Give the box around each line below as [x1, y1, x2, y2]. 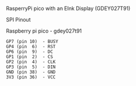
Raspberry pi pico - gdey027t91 [6, 27, 83, 34]
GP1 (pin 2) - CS [6, 54, 53, 60]
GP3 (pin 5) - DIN [6, 64, 56, 70]
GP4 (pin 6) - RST [6, 44, 56, 49]
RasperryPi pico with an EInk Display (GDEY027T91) [6, 5, 131, 12]
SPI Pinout [6, 16, 31, 23]
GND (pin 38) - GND [6, 69, 56, 75]
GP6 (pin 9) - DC [6, 49, 53, 55]
